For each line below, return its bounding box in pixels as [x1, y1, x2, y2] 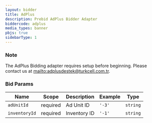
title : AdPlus [5, 12, 35, 17]
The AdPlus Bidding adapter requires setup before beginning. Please [5, 63, 147, 69]
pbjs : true [5, 30, 28, 35]
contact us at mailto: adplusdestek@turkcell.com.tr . [5, 68, 110, 74]
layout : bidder [5, 7, 37, 12]
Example [99, 93, 121, 100]
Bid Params [5, 81, 34, 88]
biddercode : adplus [5, 21, 46, 26]
